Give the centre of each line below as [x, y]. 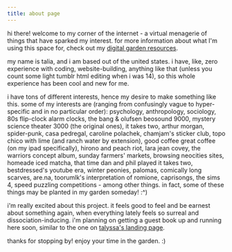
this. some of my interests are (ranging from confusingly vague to [101, 104]
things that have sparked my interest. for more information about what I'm [113, 40]
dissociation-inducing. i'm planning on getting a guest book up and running [114, 220]
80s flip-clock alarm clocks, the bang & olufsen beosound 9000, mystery [111, 119]
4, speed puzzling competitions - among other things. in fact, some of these [116, 184]
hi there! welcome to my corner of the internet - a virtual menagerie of [107, 33]
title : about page [34, 13]
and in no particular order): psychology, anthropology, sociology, [124, 111]
